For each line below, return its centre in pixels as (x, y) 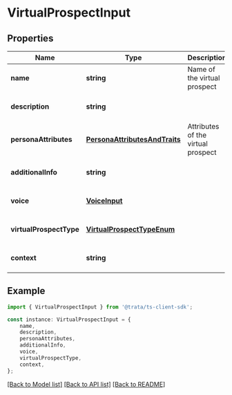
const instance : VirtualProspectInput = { (69, 320)
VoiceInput (104, 201)
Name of (201, 69)
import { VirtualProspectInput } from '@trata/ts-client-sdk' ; (100, 307)
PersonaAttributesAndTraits (133, 139)
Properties (30, 38)
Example (26, 291)
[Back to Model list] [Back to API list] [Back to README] (86, 384)
